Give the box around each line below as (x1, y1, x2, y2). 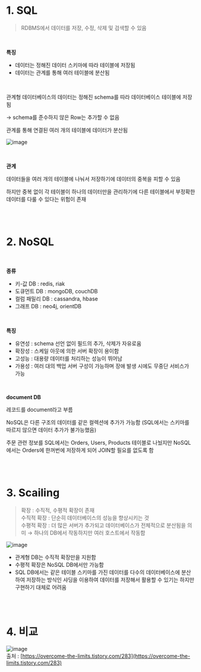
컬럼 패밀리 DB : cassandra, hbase (14, 295, 98, 302)
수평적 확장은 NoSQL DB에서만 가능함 (14, 561, 104, 568)
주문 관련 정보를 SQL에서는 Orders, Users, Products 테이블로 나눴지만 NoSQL (6, 439, 191, 446)
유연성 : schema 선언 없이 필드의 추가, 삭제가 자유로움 (14, 340, 142, 347)
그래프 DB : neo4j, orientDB (14, 302, 82, 310)
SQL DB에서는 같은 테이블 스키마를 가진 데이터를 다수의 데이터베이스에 (14, 569, 180, 576)
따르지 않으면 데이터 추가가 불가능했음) (6, 426, 97, 433)
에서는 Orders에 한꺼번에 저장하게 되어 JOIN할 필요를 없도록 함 (6, 446, 154, 454)
